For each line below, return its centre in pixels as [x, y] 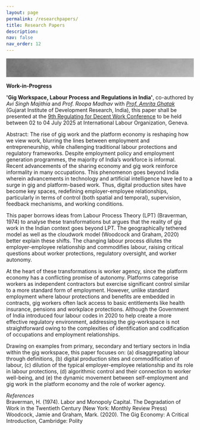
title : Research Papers [36, 25]
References [20, 395]
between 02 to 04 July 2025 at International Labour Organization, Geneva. [98, 123]
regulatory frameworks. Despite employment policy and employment [90, 153]
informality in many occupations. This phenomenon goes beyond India [93, 172]
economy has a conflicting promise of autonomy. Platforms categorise [92, 278]
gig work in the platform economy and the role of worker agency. [86, 384]
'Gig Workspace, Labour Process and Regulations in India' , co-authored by [100, 97]
